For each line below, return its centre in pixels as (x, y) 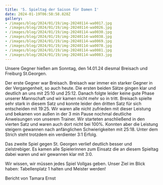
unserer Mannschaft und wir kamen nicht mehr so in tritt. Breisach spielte (79, 99)
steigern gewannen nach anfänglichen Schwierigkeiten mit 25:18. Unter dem (81, 130)
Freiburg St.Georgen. (26, 74)
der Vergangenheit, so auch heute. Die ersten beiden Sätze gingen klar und (81, 88)
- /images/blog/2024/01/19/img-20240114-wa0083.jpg (58, 55)
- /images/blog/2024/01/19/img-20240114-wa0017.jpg (58, 23)
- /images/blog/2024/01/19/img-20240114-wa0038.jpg (58, 37)
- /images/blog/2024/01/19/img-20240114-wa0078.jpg (58, 46)
